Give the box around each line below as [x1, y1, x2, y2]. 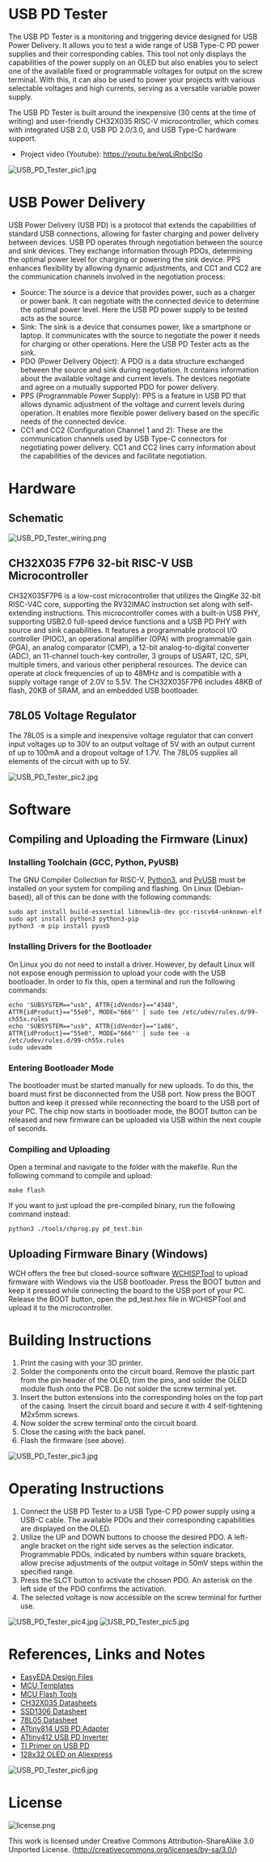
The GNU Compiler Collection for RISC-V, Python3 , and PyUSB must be [8, 875, 246, 885]
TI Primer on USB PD [19, 1740, 91, 1750]
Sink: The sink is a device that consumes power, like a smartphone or [19, 322, 252, 331]
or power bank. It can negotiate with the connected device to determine [19, 296, 260, 305]
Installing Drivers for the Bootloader [8, 941, 152, 952]
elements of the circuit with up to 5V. [8, 756, 131, 766]
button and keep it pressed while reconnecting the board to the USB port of [8, 1097, 260, 1107]
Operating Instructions [8, 1480, 164, 1498]
